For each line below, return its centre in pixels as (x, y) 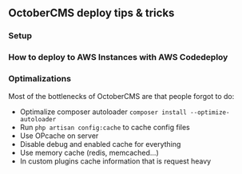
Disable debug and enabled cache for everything (100, 144)
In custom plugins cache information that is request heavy (115, 161)
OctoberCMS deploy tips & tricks (91, 13)
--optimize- (210, 112)
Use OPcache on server (59, 136)
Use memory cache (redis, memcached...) (89, 152)
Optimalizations (40, 79)
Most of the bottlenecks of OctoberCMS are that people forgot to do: (121, 96)
